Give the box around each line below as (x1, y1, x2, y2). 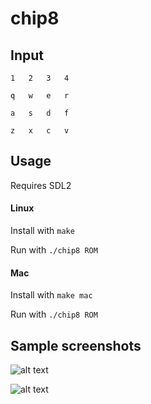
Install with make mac (10, 289, 93, 301)
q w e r (10, 91, 70, 101)
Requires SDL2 (10, 179, 72, 191)
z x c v (10, 126, 70, 136)
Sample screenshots (10, 337, 142, 354)
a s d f (10, 108, 70, 118)
